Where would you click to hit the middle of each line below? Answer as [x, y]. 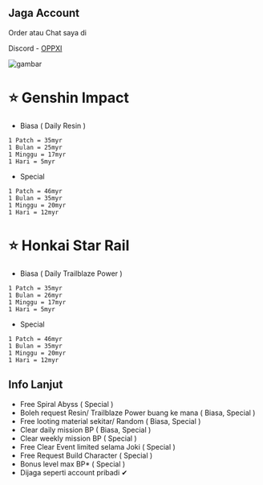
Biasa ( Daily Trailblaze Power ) [71, 273]
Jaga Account [44, 13]
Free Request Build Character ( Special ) [86, 455]
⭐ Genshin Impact [69, 98]
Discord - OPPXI [35, 48]
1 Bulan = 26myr [35, 295]
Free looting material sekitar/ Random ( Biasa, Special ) [110, 421]
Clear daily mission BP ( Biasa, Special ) [85, 430]
